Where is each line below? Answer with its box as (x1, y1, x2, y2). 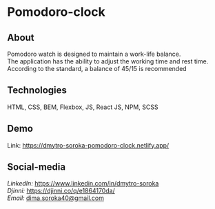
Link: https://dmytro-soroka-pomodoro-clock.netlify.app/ (7, 141, 170, 149)
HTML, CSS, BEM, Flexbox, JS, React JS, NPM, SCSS (7, 103, 158, 111)
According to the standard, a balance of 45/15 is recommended (7, 65, 187, 72)
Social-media (7, 161, 66, 173)
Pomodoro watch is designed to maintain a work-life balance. (7, 50, 181, 58)
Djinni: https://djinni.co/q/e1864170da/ (7, 187, 115, 195)
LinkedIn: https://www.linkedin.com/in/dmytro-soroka (7, 179, 159, 188)
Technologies (7, 84, 68, 97)
